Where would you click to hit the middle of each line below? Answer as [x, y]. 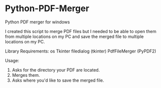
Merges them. [26, 75]
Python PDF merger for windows [37, 22]
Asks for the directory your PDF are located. [56, 70]
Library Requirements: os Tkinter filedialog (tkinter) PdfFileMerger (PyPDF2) [80, 51]
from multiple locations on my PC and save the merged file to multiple [74, 36]
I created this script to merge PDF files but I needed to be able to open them [81, 31]
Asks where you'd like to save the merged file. [58, 80]
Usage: [12, 60]
